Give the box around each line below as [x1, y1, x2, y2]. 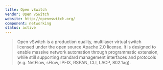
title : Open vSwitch [5, 7, 47, 12]
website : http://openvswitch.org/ [5, 16, 76, 21]
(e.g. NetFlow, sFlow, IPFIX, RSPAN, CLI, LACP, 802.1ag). [17, 60, 131, 66]
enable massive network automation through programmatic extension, [17, 49, 159, 55]
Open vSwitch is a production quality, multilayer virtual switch [17, 39, 142, 45]
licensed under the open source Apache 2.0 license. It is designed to [17, 44, 156, 50]
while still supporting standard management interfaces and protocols [17, 54, 157, 60]
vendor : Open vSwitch [5, 12, 49, 17]
